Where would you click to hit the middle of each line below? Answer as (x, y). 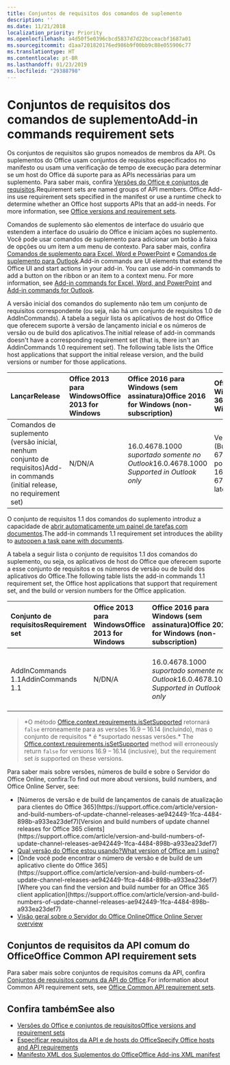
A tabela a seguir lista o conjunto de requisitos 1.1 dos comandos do (102, 554)
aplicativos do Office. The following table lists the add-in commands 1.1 (106, 576)
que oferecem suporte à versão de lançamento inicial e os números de (107, 325)
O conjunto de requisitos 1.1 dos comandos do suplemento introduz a (104, 519)
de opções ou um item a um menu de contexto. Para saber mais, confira (109, 247)
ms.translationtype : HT (41, 52)
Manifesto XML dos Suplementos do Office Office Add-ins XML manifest (118, 1055)
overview (30, 924)
